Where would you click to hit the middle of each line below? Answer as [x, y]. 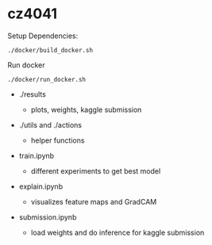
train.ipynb [37, 155]
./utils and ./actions [50, 124]
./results [33, 94]
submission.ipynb [48, 217]
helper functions [58, 140]
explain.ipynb [41, 186]
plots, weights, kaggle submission [86, 109]
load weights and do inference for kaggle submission [118, 232]
